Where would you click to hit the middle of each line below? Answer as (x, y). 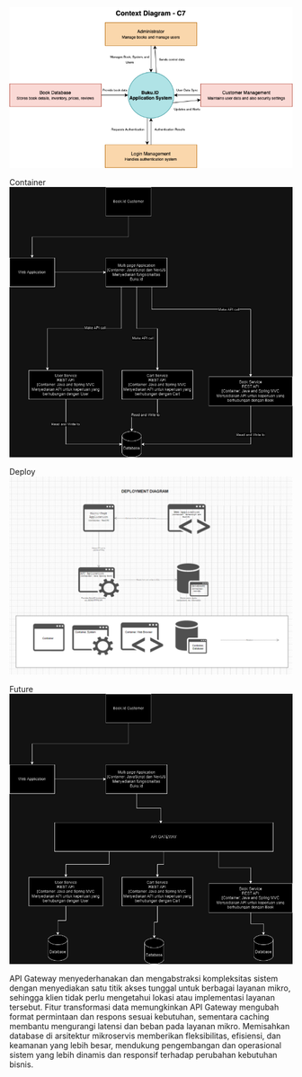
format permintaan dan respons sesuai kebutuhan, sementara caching (139, 1016)
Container (28, 182)
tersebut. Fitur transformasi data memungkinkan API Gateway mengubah (144, 1007)
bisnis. (22, 1064)
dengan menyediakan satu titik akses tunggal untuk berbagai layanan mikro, (150, 988)
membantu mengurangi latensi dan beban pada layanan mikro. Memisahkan (150, 1026)
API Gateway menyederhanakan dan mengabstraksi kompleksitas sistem (144, 978)
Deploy (22, 472)
